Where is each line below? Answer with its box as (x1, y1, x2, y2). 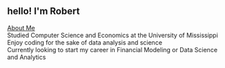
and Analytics (7, 53, 46, 61)
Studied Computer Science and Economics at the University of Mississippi (7, 31, 219, 39)
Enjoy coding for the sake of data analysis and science (7, 38, 163, 47)
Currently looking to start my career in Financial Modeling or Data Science (7, 45, 218, 54)
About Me (7, 23, 36, 32)
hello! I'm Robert (7, 5, 80, 17)
